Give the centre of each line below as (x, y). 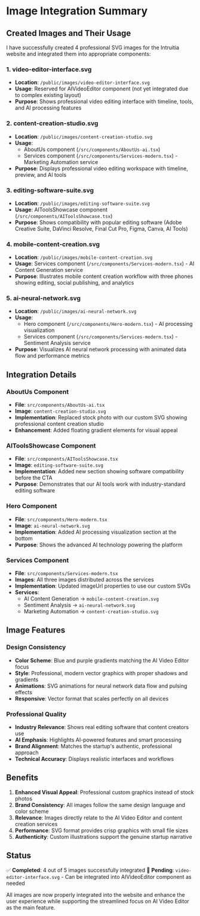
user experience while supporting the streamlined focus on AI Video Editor (98, 901)
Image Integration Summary (77, 11)
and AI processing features (48, 108)
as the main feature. (31, 907)
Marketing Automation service (61, 162)
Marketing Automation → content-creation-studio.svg (91, 612)
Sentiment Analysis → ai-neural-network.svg (79, 605)
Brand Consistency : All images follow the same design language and (100, 805)
